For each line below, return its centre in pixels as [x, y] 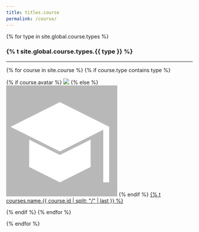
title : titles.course [33, 12]
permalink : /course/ [32, 19]
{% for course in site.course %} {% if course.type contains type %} [88, 70]
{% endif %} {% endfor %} [39, 212]
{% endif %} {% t [139, 194]
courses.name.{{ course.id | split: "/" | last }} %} [65, 201]
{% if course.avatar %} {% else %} [52, 82]
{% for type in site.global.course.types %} [57, 36]
